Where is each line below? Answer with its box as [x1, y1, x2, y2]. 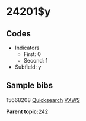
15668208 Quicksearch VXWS [6, 96, 80, 103]
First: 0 [23, 51, 42, 58]
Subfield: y [14, 63, 42, 70]
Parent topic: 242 [6, 108, 49, 115]
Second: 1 [23, 57, 48, 64]
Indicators [14, 44, 40, 51]
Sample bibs [6, 80, 53, 91]
